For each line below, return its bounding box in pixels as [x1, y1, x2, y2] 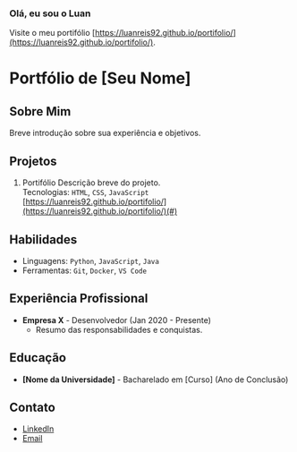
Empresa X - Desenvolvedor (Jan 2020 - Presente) [21, 314, 212, 325]
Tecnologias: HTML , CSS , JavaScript [21, 187, 149, 198]
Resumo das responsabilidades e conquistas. [35, 324, 203, 335]
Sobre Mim [9, 104, 72, 119]
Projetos [9, 153, 57, 168]
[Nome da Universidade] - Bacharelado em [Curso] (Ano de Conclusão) [21, 374, 289, 385]
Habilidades [9, 232, 78, 247]
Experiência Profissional [9, 291, 148, 306]
